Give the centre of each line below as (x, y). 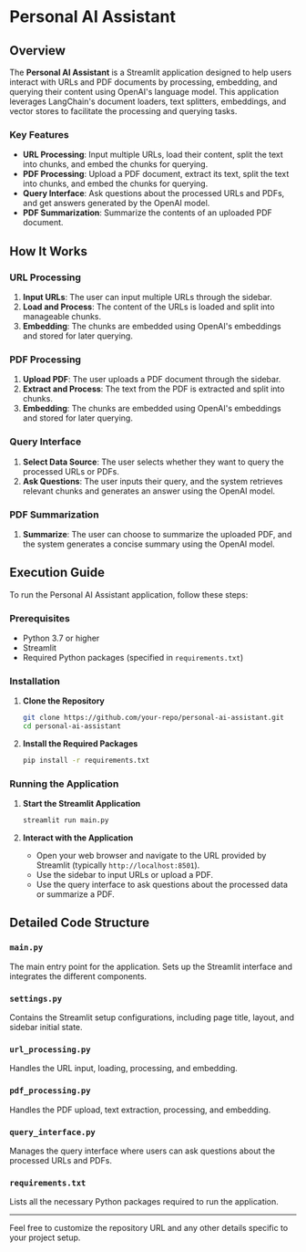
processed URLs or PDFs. (71, 471)
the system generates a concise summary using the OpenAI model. (148, 544)
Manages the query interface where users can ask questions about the (143, 1151)
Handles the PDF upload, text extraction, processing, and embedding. (140, 1110)
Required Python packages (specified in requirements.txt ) (133, 657)
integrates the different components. (78, 976)
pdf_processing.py (50, 1091)
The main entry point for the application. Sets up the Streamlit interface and (151, 966)
